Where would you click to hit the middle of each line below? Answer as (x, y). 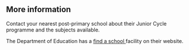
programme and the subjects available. (53, 30)
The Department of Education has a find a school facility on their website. (95, 41)
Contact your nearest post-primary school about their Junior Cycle (86, 23)
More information (39, 10)
